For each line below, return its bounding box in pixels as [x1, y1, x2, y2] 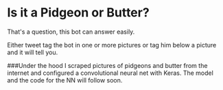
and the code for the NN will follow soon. [7, 76, 123, 84]
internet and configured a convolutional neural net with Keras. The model [7, 69, 214, 77]
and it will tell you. [7, 48, 58, 56]
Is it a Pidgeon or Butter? [7, 5, 150, 21]
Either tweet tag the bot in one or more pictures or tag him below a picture [7, 41, 217, 49]
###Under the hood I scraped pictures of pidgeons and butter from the [7, 61, 208, 69]
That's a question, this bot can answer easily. [7, 27, 135, 36]
